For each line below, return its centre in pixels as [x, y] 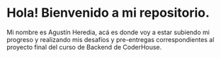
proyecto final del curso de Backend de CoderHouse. [84, 47]
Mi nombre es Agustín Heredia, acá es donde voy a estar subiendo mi [108, 32]
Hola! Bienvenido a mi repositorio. [108, 13]
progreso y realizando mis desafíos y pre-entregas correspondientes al [110, 39]
